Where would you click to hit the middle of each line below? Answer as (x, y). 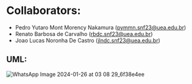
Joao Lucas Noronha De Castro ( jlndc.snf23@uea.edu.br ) (87, 40)
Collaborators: (44, 11)
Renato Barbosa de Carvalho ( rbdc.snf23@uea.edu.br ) (84, 33)
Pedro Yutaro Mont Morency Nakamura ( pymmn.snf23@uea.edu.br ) (101, 27)
